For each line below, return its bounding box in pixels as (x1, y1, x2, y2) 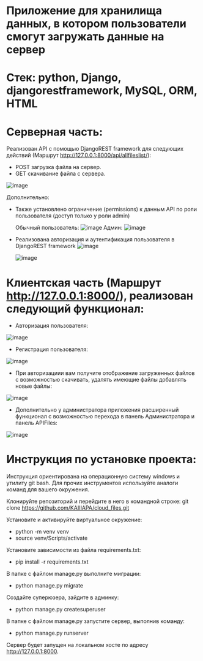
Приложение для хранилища (6, 4, 162, 18)
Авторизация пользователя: (15, 322, 89, 330)
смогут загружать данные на (6, 30, 164, 43)
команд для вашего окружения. (6, 486, 90, 493)
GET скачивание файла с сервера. (15, 170, 106, 178)
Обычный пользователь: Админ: (15, 224, 123, 232)
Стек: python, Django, (6, 71, 122, 85)
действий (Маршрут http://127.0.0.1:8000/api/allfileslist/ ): (6, 151, 152, 159)
